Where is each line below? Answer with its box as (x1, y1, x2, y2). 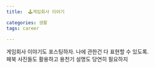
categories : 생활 (6, 19, 47, 26)
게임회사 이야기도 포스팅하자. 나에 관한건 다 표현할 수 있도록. (6, 48, 149, 55)
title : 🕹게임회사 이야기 (6, 8, 65, 15)
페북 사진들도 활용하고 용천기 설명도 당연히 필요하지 (6, 55, 128, 63)
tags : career (6, 25, 40, 31)
